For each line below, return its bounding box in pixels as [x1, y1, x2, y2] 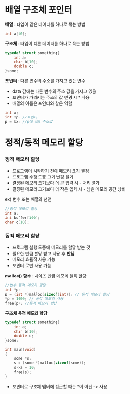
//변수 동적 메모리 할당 [5, 283, 46, 288]
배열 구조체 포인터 [5, 4, 72, 16]
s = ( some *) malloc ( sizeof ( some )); [14, 360, 86, 366]
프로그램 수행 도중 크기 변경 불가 [12, 174, 74, 180]
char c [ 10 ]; [5, 220, 29, 225]
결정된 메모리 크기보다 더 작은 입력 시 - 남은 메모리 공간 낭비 [12, 186, 126, 192]
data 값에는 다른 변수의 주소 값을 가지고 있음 [12, 88, 96, 94]
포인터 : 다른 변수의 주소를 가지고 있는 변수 [5, 78, 86, 84]
